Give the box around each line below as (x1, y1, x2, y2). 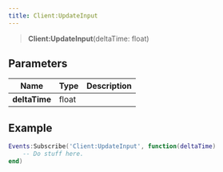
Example (8, 121, 53, 134)
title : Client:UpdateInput (8, 11, 98, 20)
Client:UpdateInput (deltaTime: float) (27, 34, 149, 43)
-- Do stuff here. (22, 150, 84, 158)
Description (86, 81, 132, 92)
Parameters (8, 57, 68, 70)
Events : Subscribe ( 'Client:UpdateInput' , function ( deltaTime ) (8, 142, 217, 150)
